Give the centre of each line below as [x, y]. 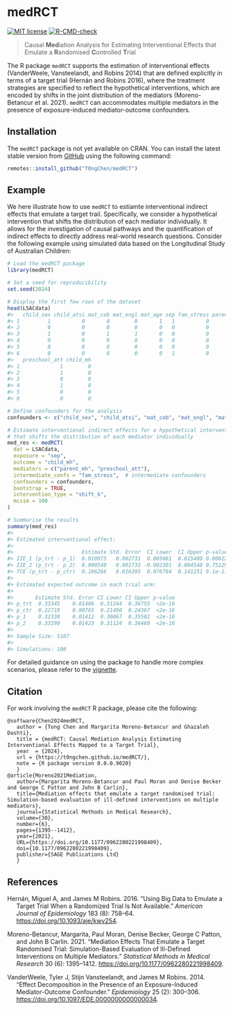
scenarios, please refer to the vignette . [62, 670]
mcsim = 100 [31, 501]
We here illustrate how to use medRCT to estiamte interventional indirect [107, 207]
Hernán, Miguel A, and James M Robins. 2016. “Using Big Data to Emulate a [115, 899]
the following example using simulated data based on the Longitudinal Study [116, 244]
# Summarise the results [43, 520]
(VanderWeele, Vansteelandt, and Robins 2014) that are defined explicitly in [115, 73]
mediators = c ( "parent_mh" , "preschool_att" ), [82, 469]
